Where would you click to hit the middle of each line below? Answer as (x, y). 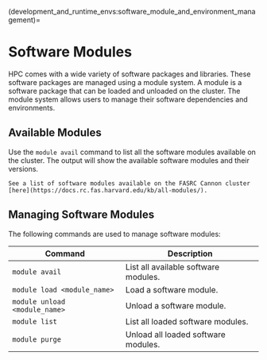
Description (190, 254)
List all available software (173, 267)
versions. (23, 168)
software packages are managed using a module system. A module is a (125, 82)
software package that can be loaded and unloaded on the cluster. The (124, 91)
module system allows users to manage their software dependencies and (128, 99)
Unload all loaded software (176, 335)
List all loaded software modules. (187, 321)
